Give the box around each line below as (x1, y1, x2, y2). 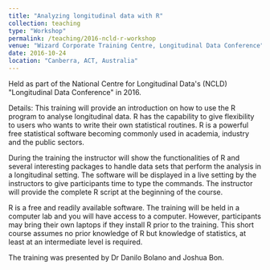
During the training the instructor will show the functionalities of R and (8, 152, 240, 162)
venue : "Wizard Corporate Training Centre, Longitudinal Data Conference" (8, 42, 264, 50)
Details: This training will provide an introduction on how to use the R (8, 102, 235, 113)
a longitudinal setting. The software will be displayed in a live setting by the (8, 170, 257, 180)
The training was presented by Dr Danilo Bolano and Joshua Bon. (8, 252, 225, 262)
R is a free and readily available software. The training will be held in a (8, 202, 239, 212)
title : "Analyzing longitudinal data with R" (8, 11, 163, 20)
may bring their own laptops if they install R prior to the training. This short (8, 219, 255, 230)
